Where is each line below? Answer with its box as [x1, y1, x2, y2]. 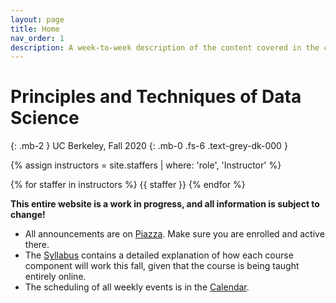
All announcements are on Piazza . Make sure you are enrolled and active [24, 228, 325, 240]
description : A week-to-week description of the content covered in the [10, 42, 320, 53]
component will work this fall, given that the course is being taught [24, 260, 300, 272]
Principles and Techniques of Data [10, 86, 302, 108]
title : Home [10, 24, 60, 34]
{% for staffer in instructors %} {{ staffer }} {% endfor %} [10, 179, 246, 191]
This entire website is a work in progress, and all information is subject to [10, 198, 320, 210]
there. [24, 239, 50, 251]
